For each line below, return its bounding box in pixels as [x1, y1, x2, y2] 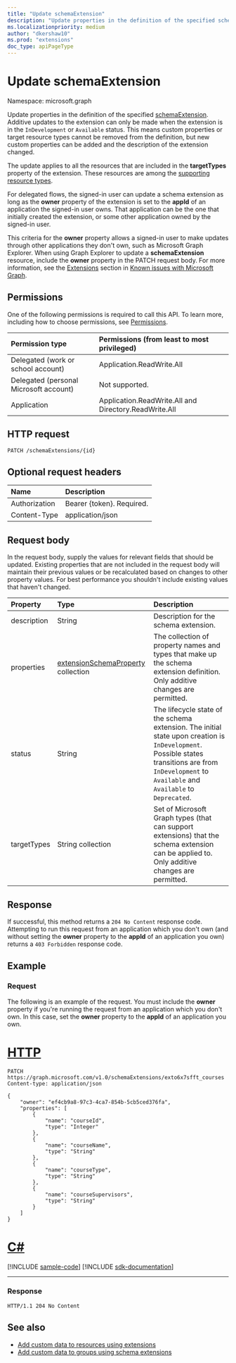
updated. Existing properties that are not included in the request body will [7, 561, 220, 569]
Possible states [153, 749, 204, 759]
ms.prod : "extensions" [7, 37, 74, 44]
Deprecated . [153, 793, 192, 803]
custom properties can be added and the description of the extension [7, 140, 209, 149]
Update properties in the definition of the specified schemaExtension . [7, 110, 209, 118]
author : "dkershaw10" [7, 30, 71, 37]
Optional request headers [7, 466, 122, 478]
